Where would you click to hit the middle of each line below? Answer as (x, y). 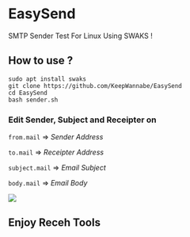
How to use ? (41, 61)
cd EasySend (28, 93)
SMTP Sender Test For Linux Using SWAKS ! (80, 36)
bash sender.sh (33, 100)
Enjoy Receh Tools (55, 223)
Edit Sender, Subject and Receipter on (82, 120)
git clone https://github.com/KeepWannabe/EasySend (95, 86)
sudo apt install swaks (47, 79)
